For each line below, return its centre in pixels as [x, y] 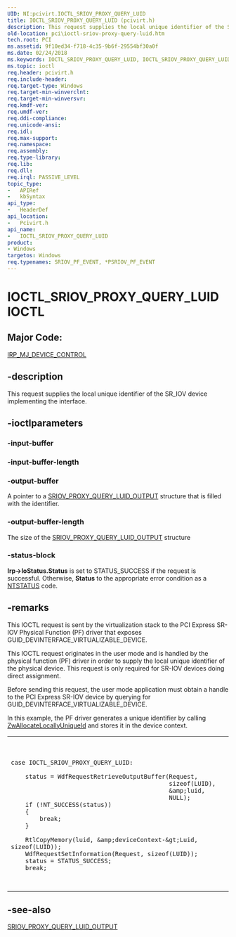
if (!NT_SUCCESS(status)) [68, 804]
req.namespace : [29, 145]
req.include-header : [38, 79]
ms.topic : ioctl [31, 66]
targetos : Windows [34, 256]
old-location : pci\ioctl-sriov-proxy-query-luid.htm [86, 33]
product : [20, 243]
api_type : [22, 203]
